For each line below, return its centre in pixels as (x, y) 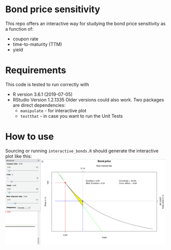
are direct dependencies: (39, 105)
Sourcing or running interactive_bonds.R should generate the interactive (82, 151)
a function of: (19, 29)
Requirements (36, 70)
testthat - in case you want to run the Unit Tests (72, 116)
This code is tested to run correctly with (47, 84)
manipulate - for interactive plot (53, 110)
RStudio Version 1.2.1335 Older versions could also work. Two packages (88, 99)
